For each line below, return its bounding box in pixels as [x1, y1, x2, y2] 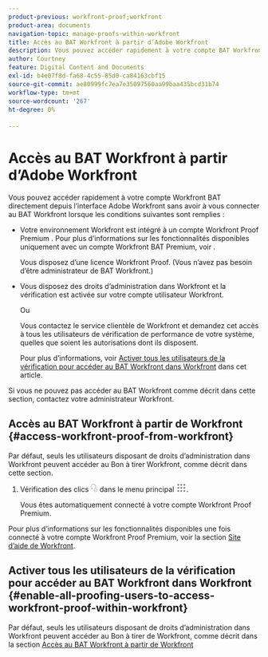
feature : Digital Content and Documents [8, 64, 145, 72]
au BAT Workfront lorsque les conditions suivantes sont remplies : [8, 210, 225, 220]
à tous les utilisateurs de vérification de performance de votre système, [19, 330, 255, 339]
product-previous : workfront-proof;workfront [8, 13, 162, 21]
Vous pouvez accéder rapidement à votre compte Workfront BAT [8, 192, 222, 203]
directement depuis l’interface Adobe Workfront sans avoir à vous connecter [8, 201, 260, 211]
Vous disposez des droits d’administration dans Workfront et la [19, 282, 227, 291]
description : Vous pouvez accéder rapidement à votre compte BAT [8, 46, 230, 55]
